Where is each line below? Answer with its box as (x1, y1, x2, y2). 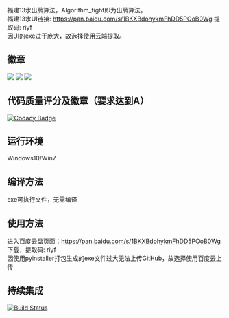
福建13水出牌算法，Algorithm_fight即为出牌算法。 (7, 6, 147, 14)
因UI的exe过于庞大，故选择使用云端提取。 (7, 32, 125, 40)
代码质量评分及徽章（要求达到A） (7, 95, 149, 107)
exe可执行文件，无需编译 (7, 195, 77, 204)
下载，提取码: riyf (7, 246, 57, 254)
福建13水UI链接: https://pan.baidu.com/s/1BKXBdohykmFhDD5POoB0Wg (7, 14, 213, 23)
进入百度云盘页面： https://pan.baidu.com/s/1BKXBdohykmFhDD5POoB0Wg (7, 237, 221, 246)
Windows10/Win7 (7, 154, 56, 162)
